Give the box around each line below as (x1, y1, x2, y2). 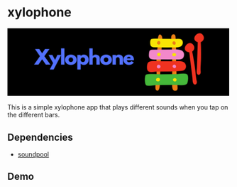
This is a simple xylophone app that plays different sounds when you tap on (7, 103, 228, 112)
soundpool (17, 150, 50, 159)
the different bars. (7, 111, 60, 119)
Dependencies (7, 131, 73, 143)
